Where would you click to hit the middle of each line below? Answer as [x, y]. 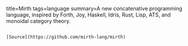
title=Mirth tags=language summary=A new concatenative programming [94, 9]
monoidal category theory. [39, 21]
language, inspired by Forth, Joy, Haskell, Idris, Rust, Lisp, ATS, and [88, 15]
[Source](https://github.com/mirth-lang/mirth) [66, 37]
